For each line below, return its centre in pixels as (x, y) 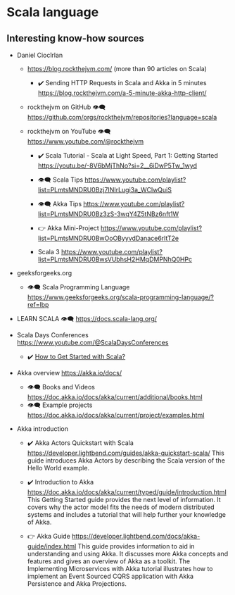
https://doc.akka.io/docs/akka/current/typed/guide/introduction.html (127, 492)
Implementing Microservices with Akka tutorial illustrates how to (120, 569)
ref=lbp (38, 305)
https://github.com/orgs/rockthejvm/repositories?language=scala (122, 117)
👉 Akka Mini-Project (68, 228)
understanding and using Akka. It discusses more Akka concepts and (128, 554)
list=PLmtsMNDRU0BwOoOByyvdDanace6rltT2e (108, 238)
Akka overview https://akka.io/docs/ (69, 373)
